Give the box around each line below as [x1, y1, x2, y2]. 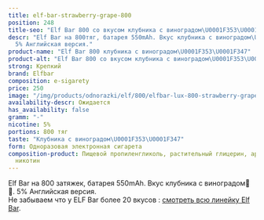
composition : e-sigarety [8, 77, 90, 85]
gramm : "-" [8, 114, 44, 121]
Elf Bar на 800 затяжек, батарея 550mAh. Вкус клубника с [8, 179, 203, 188]
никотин [15, 157, 41, 165]
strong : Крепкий [8, 63, 61, 70]
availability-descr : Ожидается [8, 99, 111, 106]
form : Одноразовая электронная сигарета [8, 142, 143, 150]
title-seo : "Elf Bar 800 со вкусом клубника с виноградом [8, 26, 202, 34]
